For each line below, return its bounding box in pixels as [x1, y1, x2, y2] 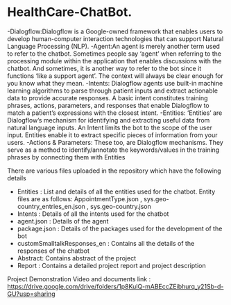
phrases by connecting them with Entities [7, 152, 126, 161]
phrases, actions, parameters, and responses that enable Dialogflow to [7, 101, 209, 109]
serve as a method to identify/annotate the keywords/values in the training [7, 146, 220, 154]
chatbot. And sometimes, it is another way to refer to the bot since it [7, 64, 202, 72]
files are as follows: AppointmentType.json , [17, 194, 142, 203]
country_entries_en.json [17, 202, 85, 210]
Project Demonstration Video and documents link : [7, 274, 151, 283]
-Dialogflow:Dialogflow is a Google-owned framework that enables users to [7, 27, 223, 36]
